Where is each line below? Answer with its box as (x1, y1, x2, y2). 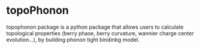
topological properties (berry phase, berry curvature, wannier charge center (6, 29, 195, 36)
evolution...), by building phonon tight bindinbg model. (6, 36, 140, 43)
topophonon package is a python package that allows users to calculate (6, 23, 184, 30)
